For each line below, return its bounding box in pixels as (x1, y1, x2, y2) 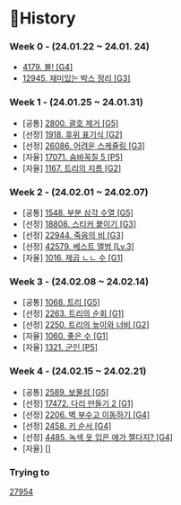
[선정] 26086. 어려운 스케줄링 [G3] (22, 140, 145, 151)
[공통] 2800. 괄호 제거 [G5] (22, 117, 119, 129)
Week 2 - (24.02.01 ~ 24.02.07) (9, 185, 149, 198)
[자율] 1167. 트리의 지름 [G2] (22, 162, 122, 174)
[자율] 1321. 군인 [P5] (22, 342, 99, 353)
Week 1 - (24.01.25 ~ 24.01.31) (9, 96, 143, 109)
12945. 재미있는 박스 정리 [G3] (22, 73, 131, 84)
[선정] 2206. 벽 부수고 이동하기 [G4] (22, 409, 151, 419)
